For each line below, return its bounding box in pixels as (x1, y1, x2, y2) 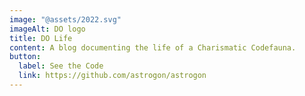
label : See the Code (18, 61, 104, 71)
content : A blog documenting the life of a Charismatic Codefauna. (9, 42, 297, 53)
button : (9, 52, 42, 62)
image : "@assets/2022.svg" (9, 14, 122, 25)
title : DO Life (9, 33, 73, 43)
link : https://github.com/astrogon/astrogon (18, 71, 207, 81)
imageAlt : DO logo (9, 24, 86, 34)
